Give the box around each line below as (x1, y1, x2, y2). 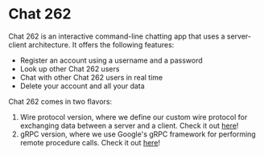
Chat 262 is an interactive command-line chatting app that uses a (8, 31, 225, 41)
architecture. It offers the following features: (27, 39, 175, 49)
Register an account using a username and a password (19, 55, 203, 65)
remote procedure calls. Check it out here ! (19, 137, 161, 147)
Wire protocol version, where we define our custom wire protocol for (19, 112, 248, 121)
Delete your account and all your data (19, 81, 145, 91)
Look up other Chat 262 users (19, 63, 120, 73)
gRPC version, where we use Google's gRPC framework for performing (19, 129, 256, 139)
